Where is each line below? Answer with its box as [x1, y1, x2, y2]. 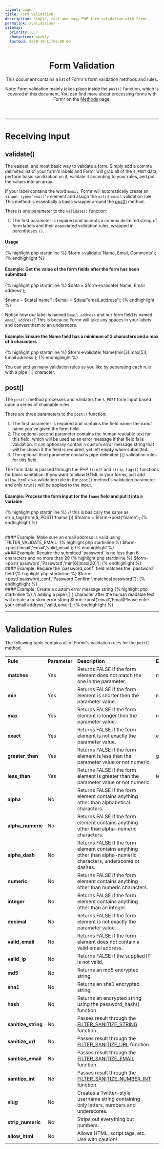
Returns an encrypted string [77, 995, 142, 1002]
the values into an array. [5, 179, 54, 184]
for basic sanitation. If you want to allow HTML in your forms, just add [5, 472, 145, 477]
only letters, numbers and [77, 1102, 136, 1108]
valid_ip [7, 956, 26, 963]
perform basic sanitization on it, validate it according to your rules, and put [5, 173, 155, 179]
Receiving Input [5, 131, 70, 142]
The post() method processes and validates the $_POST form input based [5, 397, 151, 403]
